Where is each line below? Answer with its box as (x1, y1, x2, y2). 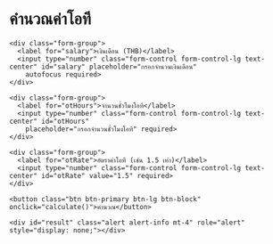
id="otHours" (41, 117, 90, 126)
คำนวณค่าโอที (9, 10, 92, 28)
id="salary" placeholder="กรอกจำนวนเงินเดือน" (41, 62, 198, 71)
